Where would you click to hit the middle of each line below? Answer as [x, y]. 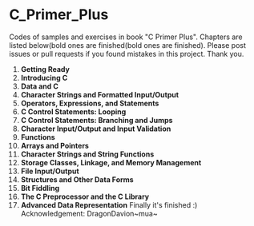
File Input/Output [50, 171]
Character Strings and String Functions [87, 154]
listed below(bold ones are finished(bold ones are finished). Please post [128, 45]
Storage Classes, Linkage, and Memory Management [111, 162]
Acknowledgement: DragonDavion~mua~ [89, 213]
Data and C [40, 86]
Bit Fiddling [40, 188]
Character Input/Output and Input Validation [96, 129]
